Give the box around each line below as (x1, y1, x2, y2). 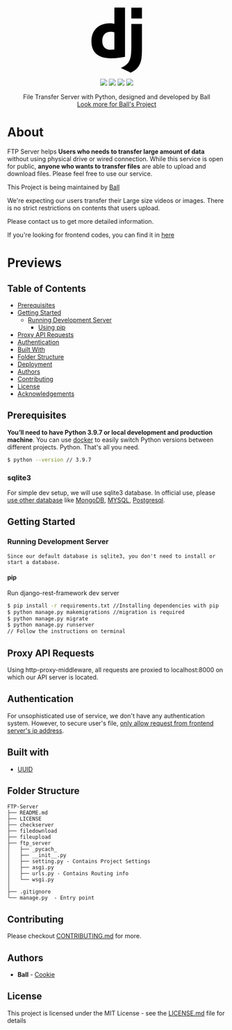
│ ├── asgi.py (7, 864, 54, 871)
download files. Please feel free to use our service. (7, 169, 153, 178)
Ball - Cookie (17, 970, 56, 979)
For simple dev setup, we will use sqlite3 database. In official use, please (7, 488, 215, 497)
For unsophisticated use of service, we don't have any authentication (7, 711, 205, 720)
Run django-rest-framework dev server (7, 588, 119, 597)
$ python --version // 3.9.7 (7, 456, 92, 463)
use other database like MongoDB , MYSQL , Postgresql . (7, 496, 165, 504)
